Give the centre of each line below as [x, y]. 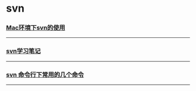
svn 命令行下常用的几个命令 [45, 75]
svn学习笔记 [23, 51]
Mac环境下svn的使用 [36, 28]
